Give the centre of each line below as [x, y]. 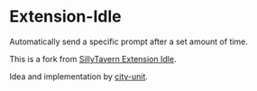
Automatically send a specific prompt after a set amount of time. [128, 41]
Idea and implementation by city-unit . [79, 76]
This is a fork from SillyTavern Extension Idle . [93, 59]
